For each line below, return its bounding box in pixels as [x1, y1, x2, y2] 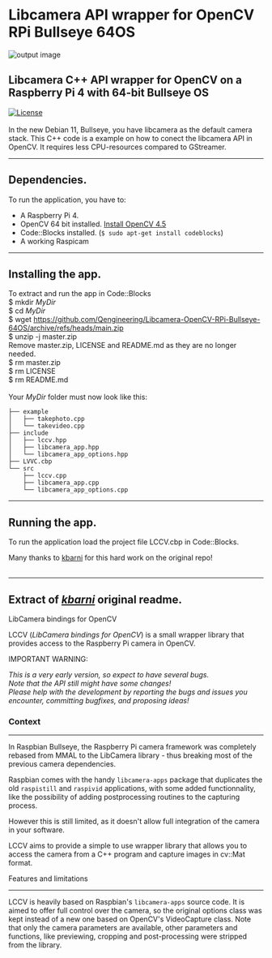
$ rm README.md [8, 375, 69, 384]
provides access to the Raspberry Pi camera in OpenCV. [8, 638, 196, 648]
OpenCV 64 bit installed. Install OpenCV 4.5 [19, 219, 167, 229]
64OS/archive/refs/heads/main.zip [8, 323, 124, 333]
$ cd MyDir [8, 306, 46, 316]
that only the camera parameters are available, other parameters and [8, 923, 238, 933]
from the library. [8, 940, 62, 950]
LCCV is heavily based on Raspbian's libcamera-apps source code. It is [8, 897, 245, 907]
